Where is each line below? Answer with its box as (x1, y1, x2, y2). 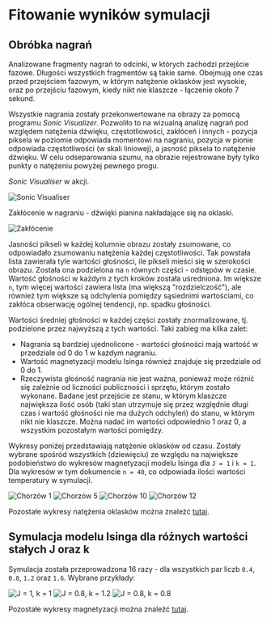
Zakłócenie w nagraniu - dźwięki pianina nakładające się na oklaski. (8, 208, 235, 218)
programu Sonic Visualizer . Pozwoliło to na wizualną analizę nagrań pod (8, 118, 249, 127)
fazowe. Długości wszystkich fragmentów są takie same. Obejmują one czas (8, 68, 264, 78)
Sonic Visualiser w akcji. (8, 176, 90, 186)
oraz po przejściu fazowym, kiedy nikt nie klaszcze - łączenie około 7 (8, 85, 239, 95)
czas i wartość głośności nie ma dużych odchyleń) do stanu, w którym (19, 408, 255, 417)
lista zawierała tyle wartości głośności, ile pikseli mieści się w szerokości (8, 256, 251, 266)
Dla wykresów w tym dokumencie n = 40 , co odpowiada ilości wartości (8, 467, 246, 476)
